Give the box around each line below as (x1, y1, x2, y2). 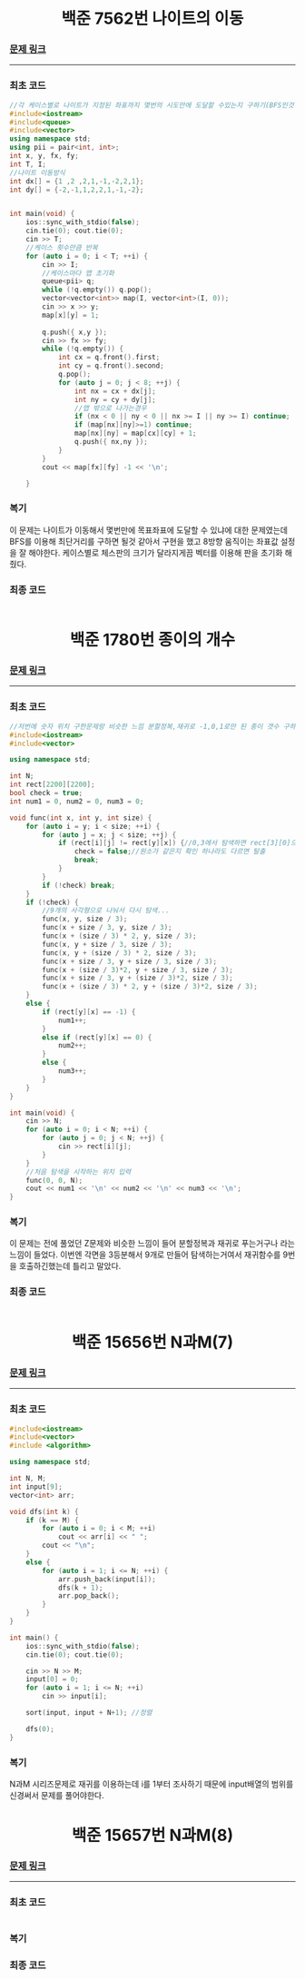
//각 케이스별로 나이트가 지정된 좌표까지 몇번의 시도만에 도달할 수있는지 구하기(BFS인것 (9, 101, 295, 110)
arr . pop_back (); (57, 1591, 120, 1600)
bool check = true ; (9, 789, 84, 798)
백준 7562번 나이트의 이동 (61, 8, 244, 29)
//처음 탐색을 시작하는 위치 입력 (25, 1167, 132, 1177)
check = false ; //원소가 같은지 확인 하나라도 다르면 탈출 (74, 847, 266, 856)
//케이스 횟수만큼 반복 (25, 242, 98, 252)
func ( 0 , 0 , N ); (25, 1176, 84, 1185)
